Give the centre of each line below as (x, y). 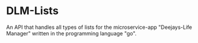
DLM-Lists (33, 11)
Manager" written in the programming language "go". (72, 33)
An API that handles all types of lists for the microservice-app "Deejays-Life (99, 27)
